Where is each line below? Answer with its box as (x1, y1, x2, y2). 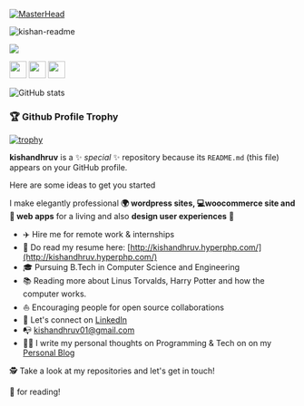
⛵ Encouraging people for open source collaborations (22, 302, 225, 313)
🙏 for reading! (9, 386, 61, 398)
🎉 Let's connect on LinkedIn (22, 314, 128, 325)
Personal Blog (22, 347, 75, 358)
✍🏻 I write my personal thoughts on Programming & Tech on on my (22, 338, 272, 349)
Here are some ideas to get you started (9, 179, 156, 190)
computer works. (22, 288, 87, 299)
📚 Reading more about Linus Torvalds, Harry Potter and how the (22, 275, 265, 286)
